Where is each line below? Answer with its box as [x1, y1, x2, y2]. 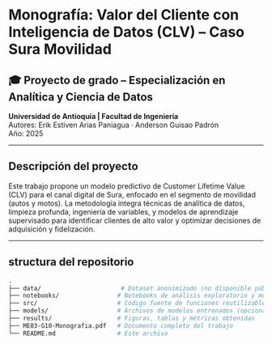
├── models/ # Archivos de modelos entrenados [8, 307, 233, 315]
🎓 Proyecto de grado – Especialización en [8, 73, 226, 87]
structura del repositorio [8, 255, 134, 269]
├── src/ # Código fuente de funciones [8, 299, 219, 308]
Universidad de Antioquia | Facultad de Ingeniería [8, 112, 179, 121]
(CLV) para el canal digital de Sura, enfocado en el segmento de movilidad [8, 189, 257, 199]
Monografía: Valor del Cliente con [8, 6, 240, 24]
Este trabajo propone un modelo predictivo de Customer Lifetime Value [8, 180, 245, 191]
